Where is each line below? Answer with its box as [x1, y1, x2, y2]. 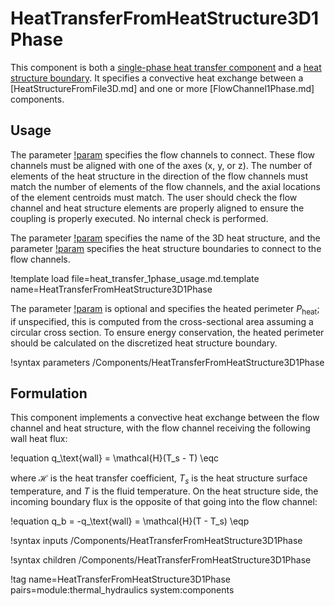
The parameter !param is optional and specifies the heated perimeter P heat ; [10, 302, 320, 317]
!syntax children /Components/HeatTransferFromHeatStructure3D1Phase [10, 554, 312, 566]
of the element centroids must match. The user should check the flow [10, 191, 298, 203]
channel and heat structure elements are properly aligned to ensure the [10, 202, 305, 214]
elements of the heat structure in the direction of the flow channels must [10, 170, 309, 182]
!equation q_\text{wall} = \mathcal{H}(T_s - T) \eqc [10, 452, 220, 464]
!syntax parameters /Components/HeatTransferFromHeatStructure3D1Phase [10, 356, 325, 368]
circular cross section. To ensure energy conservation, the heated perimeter [10, 326, 325, 338]
